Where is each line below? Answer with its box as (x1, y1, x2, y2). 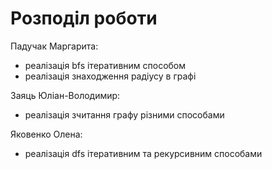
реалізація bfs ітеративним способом (24, 59, 187, 71)
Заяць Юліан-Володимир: (10, 89, 121, 101)
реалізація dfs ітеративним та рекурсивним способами (24, 147, 263, 159)
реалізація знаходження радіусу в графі (24, 70, 197, 82)
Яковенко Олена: (10, 128, 83, 140)
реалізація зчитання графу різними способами (24, 108, 225, 121)
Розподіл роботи (10, 7, 158, 30)
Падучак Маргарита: (10, 40, 99, 52)
